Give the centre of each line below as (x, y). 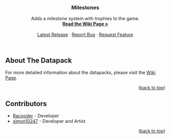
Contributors (26, 103)
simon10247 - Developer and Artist (49, 121)
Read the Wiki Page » (85, 24)
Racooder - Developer (36, 116)
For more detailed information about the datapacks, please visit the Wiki (80, 73)
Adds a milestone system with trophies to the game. (85, 19)
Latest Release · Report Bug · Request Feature (85, 35)
